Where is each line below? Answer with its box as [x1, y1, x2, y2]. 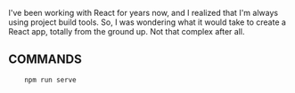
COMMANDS [8, 52, 82, 67]
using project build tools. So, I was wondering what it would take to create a [8, 17, 287, 27]
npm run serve [24, 75, 77, 84]
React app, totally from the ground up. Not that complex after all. [8, 27, 245, 36]
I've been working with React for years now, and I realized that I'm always [8, 8, 278, 18]
